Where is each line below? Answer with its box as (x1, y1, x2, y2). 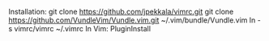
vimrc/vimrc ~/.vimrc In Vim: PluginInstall (14, 24, 152, 33)
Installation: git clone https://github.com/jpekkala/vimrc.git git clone (8, 7, 234, 16)
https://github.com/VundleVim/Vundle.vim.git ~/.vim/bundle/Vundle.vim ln (8, 15, 256, 25)
